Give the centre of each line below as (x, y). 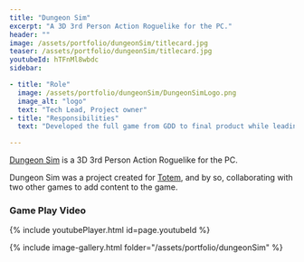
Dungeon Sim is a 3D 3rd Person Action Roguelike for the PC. (123, 160)
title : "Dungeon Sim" (50, 18)
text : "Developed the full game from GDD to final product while (143, 126)
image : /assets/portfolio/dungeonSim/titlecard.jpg (109, 43)
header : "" (30, 34)
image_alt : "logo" (52, 101)
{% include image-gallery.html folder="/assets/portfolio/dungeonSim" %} (146, 248)
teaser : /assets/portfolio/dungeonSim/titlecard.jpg (111, 51)
